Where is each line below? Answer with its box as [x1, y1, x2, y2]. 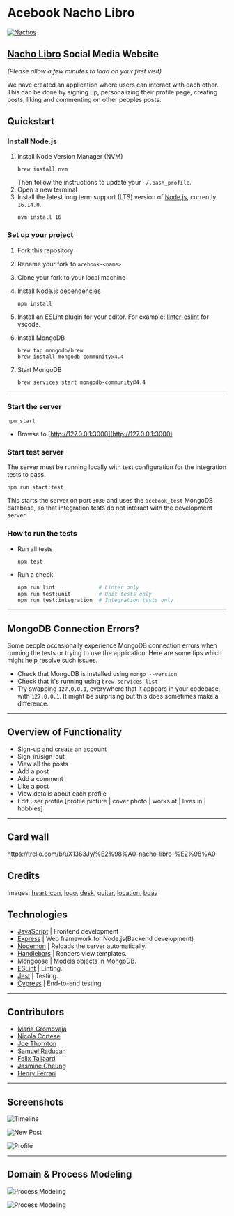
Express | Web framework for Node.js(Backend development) [17, 935, 194, 943]
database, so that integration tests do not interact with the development [7, 503, 212, 512]
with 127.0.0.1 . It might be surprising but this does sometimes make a [17, 692, 219, 701]
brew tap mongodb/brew [17, 347, 84, 354]
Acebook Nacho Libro [7, 5, 135, 21]
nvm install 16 [17, 214, 62, 221]
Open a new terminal [17, 185, 78, 194]
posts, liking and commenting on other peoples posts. [7, 95, 162, 103]
